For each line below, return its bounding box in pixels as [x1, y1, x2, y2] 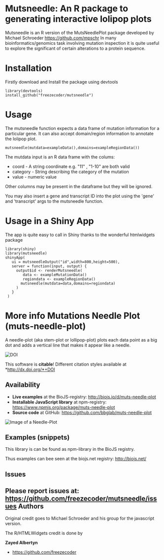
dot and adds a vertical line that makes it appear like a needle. [5, 342, 131, 348]
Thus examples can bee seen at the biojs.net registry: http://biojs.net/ [5, 456, 147, 462]
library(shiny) [5, 247, 36, 251]
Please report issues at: [5, 487, 80, 495]
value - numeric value [12, 174, 57, 180]
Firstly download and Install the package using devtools [5, 79, 118, 85]
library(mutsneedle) [5, 250, 48, 256]
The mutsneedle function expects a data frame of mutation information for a [5, 125, 160, 131]
